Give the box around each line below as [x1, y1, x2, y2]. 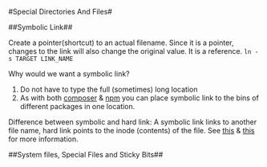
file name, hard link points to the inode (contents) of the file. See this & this [8, 126, 255, 135]
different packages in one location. [19, 102, 136, 111]
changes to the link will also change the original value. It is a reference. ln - [8, 47, 259, 55]
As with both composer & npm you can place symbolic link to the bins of [19, 93, 259, 103]
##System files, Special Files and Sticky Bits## [8, 150, 164, 159]
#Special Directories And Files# [8, 7, 112, 16]
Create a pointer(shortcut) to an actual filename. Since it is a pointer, [8, 38, 234, 47]
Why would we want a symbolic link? [8, 69, 130, 79]
